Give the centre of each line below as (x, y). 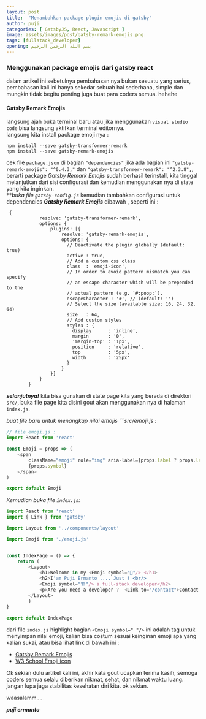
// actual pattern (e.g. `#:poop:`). (115, 294)
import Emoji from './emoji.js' (48, 539)
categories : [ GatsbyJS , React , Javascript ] (65, 29)
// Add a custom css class (101, 261)
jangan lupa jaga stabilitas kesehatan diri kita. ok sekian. (77, 686)
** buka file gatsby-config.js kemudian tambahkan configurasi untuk (93, 195)
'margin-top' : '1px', (101, 342)
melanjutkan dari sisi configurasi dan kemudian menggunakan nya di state (100, 182)
